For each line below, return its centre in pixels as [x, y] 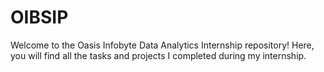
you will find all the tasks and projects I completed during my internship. [158, 55]
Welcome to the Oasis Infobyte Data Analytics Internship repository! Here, [162, 45]
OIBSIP [39, 17]
